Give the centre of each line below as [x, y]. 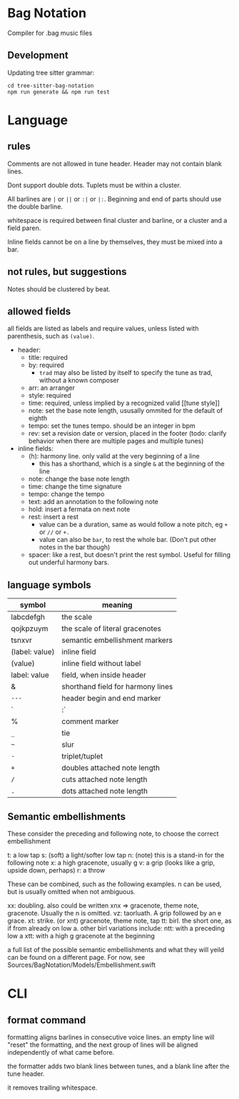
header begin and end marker [111, 698]
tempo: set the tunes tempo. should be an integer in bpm [112, 426]
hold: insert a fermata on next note [79, 509]
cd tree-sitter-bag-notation [51, 86]
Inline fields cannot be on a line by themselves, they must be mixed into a [115, 241]
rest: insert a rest [53, 517]
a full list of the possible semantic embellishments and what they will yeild [116, 950]
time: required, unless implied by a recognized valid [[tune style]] [124, 403]
